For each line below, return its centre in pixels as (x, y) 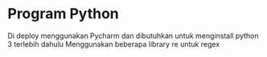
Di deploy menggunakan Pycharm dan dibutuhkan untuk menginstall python (133, 36)
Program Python (64, 14)
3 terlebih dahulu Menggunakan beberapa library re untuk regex (114, 44)
